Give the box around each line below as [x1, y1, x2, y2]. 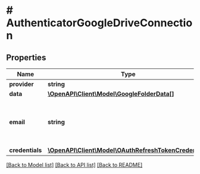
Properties [6, 52, 46, 62]
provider [9, 80, 34, 88]
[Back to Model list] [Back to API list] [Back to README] [6, 162, 143, 168]
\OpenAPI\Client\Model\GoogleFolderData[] [47, 90, 174, 98]
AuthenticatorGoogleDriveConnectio [6, 16, 193, 30]
